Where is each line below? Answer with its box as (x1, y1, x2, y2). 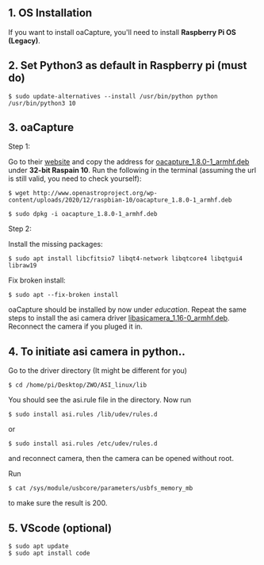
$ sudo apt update (8, 543, 69, 551)
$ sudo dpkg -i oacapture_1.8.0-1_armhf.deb (8, 210, 158, 218)
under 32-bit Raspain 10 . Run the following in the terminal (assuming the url (8, 166, 256, 175)
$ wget (8, 190, 30, 198)
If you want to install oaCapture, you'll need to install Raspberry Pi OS (8, 27, 236, 37)
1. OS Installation (8, 6, 93, 20)
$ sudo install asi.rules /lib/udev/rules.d (8, 410, 158, 419)
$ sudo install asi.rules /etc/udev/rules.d (8, 440, 158, 448)
